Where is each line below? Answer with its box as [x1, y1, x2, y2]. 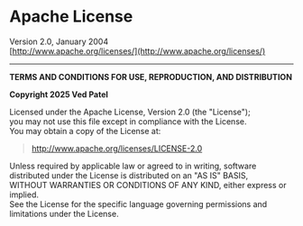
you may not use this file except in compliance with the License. [9, 115, 247, 127]
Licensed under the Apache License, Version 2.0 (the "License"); [9, 106, 251, 117]
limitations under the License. [9, 208, 119, 219]
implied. [9, 189, 39, 200]
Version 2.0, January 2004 [9, 36, 109, 47]
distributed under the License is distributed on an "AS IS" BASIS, [9, 169, 249, 181]
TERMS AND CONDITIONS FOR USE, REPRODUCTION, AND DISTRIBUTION [9, 71, 293, 82]
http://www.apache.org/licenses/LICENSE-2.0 [31, 142, 203, 154]
